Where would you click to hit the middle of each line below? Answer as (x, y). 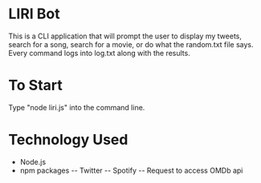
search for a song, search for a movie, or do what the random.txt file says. (131, 44)
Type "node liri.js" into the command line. (77, 107)
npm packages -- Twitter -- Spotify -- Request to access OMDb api (131, 170)
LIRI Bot (34, 14)
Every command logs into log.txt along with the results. (99, 53)
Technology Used (68, 140)
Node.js (33, 161)
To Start (35, 86)
